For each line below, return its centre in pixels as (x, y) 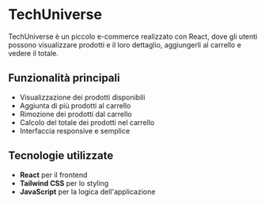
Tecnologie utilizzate (61, 156)
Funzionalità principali (64, 78)
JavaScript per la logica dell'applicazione (87, 191)
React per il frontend (53, 175)
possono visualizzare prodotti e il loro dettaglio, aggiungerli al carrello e (125, 44)
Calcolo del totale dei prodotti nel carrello (87, 122)
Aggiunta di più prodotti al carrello (75, 105)
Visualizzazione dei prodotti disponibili (82, 97)
